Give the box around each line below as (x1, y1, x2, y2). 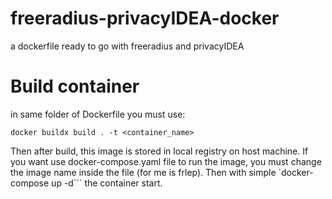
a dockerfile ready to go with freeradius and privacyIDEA (10, 40, 245, 52)
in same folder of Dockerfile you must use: (10, 108, 186, 120)
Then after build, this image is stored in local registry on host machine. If (10, 145, 309, 157)
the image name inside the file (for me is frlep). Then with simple (10, 166, 277, 178)
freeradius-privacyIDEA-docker (10, 7, 280, 30)
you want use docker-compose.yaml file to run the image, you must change (10, 155, 322, 167)
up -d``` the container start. (51, 177, 163, 189)
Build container (10, 75, 140, 98)
